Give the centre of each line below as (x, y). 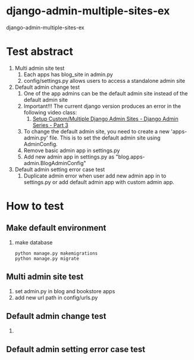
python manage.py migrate (47, 258)
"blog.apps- (130, 157)
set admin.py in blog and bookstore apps (65, 291)
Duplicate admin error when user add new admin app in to (95, 176)
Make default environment (56, 228)
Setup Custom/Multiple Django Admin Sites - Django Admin (105, 119)
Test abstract (40, 52)
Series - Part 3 (50, 125)
